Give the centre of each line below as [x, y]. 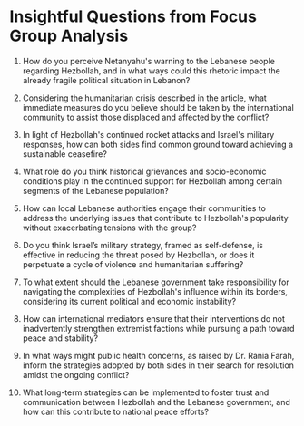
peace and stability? [60, 338]
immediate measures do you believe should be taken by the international [158, 107]
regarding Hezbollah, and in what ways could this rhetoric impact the [152, 71]
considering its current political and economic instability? [129, 301]
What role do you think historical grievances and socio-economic [144, 171]
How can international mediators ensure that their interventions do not [154, 318]
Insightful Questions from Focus [133, 17]
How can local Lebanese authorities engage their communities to [144, 208]
